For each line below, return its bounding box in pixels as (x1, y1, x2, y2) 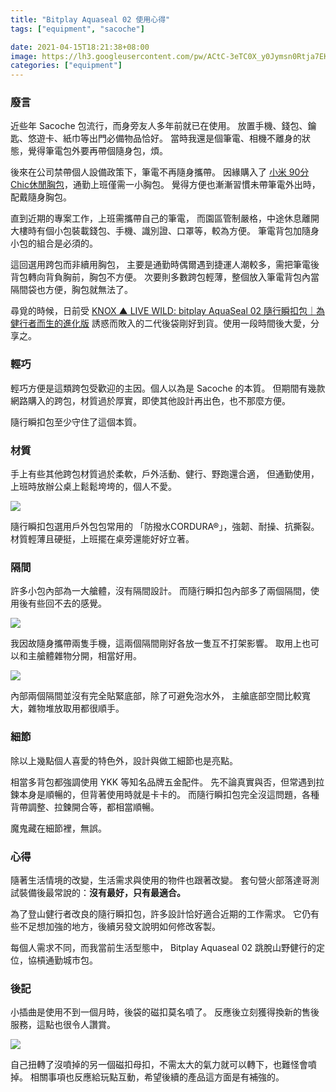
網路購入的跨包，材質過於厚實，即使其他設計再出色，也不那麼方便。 (10, 394, 291, 406)
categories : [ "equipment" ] (10, 61, 123, 71)
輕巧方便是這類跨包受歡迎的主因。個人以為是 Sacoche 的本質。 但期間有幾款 (10, 382, 326, 394)
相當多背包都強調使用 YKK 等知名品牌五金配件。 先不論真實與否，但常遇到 (10, 776, 317, 788)
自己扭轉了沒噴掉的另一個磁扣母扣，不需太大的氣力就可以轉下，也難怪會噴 (10, 1059, 317, 1071)
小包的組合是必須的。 (10, 237, 98, 250)
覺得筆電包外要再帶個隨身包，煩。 (27, 145, 168, 157)
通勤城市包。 (44, 954, 98, 966)
